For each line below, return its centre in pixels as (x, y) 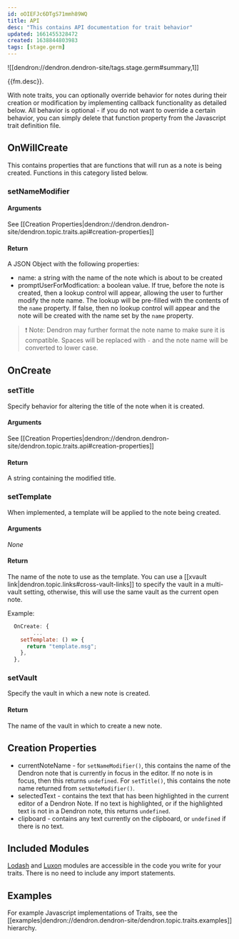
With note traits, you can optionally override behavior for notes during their (117, 95)
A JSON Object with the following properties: (73, 264)
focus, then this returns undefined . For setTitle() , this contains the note (124, 780)
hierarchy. (22, 928)
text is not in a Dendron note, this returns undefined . (94, 810)
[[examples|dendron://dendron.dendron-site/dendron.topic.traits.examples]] (120, 920)
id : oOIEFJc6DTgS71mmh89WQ (47, 14)
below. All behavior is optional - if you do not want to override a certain (112, 110)
